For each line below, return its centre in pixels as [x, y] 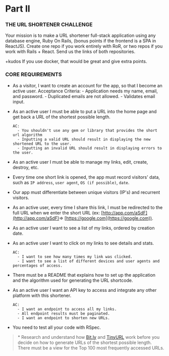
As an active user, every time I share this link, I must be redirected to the [88, 207]
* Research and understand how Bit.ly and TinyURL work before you [89, 337]
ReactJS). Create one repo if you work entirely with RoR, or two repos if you [84, 46]
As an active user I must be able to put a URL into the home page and [84, 111]
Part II [18, 9]
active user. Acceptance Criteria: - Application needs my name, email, [85, 91]
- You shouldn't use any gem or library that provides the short [87, 130]
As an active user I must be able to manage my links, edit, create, [80, 162]
